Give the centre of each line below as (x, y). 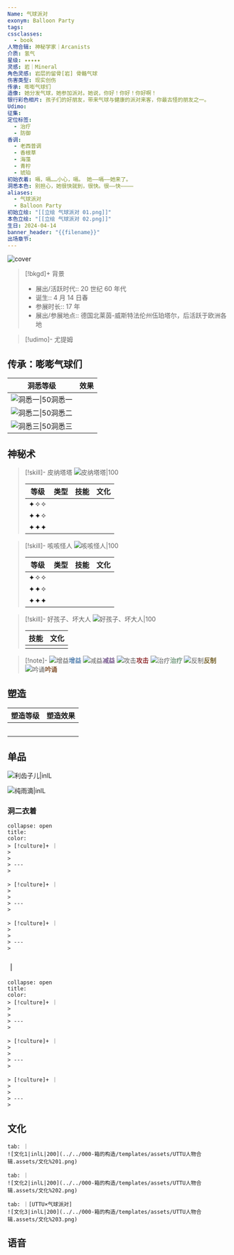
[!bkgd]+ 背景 (45, 274)
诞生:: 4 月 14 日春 (62, 298)
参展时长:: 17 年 (58, 307)
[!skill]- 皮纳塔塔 (48, 472)
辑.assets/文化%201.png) (43, 1162)
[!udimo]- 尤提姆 (49, 339)
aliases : (20, 193)
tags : (15, 27)
